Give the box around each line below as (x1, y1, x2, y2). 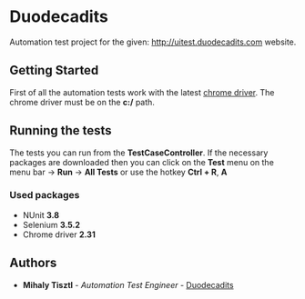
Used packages (9, 189, 80, 202)
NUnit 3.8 (22, 209, 60, 220)
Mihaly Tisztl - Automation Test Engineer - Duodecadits (22, 279, 234, 290)
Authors (9, 255, 57, 271)
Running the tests (9, 123, 112, 138)
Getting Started (9, 63, 99, 78)
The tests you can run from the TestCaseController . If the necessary (9, 147, 269, 158)
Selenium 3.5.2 (22, 219, 80, 230)
